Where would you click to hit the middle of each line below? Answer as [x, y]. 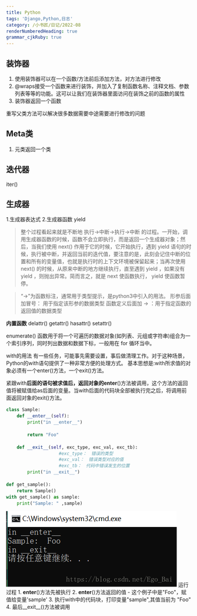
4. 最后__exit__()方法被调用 [38, 607]
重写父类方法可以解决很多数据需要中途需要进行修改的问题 [76, 113]
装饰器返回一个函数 [38, 101]
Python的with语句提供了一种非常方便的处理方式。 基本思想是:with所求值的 [96, 363]
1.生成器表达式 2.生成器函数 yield [46, 219]
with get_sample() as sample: [43, 497]
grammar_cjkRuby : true [34, 37]
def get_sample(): [29, 484]
